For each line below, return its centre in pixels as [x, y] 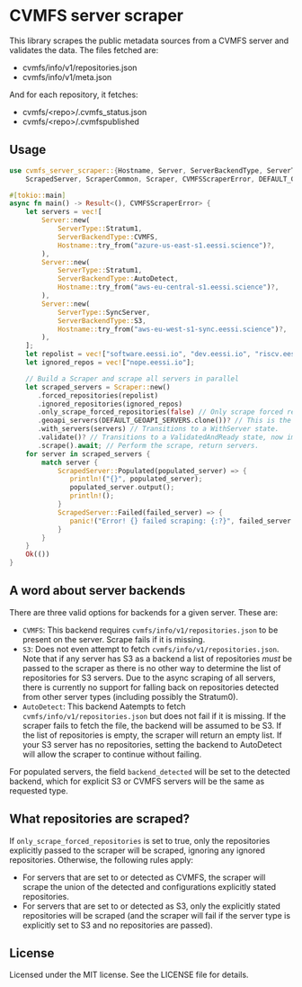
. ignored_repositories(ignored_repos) [110, 404]
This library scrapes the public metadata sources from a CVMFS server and [149, 40]
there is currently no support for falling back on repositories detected [151, 687]
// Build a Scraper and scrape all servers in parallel [133, 379]
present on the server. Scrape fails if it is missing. [114, 639]
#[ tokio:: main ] [38, 195]
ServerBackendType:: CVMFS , [108, 237]
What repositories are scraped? [100, 819]
